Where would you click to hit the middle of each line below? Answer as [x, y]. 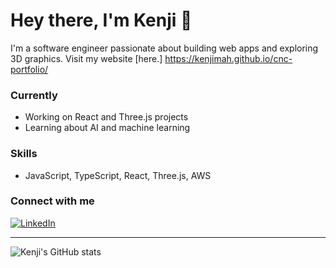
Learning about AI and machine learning [107, 128]
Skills [24, 154]
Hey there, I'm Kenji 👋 [101, 20]
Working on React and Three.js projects [106, 117]
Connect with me [52, 201]
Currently [34, 95]
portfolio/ [29, 69]
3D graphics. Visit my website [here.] [86, 58]
